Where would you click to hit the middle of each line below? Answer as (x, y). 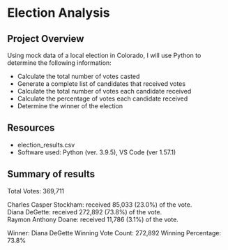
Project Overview (46, 39)
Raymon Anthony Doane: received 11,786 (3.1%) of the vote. (93, 219)
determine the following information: (59, 63)
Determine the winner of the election (70, 106)
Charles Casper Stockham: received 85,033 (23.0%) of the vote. (100, 205)
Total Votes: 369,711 (36, 191)
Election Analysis (59, 13)
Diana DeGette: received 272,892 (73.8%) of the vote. (85, 212)
